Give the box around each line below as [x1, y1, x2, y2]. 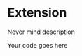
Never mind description [7, 28, 75, 36]
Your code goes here [7, 41, 68, 49]
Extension [7, 5, 67, 21]
